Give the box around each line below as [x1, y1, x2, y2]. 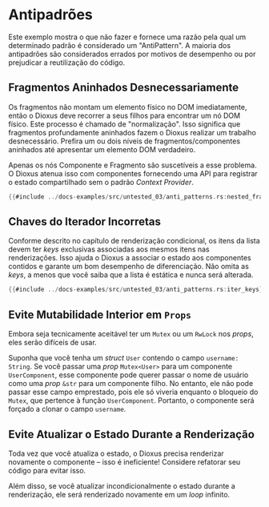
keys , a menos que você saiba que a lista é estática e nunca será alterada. [8, 270, 254, 280]
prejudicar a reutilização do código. [8, 58, 126, 67]
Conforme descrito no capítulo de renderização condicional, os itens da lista [8, 236, 260, 246]
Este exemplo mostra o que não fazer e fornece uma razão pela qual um [8, 32, 247, 42]
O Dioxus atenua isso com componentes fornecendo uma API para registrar [8, 168, 258, 178]
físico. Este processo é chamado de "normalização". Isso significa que [8, 119, 241, 129]
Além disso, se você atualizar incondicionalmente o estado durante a [8, 481, 236, 490]
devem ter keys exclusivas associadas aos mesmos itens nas [8, 244, 210, 254]
